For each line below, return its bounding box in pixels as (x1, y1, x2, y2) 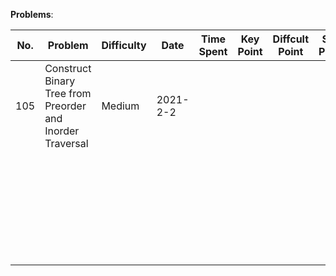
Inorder (44, 124, 80, 138)
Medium (101, 99, 140, 113)
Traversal (44, 137, 89, 150)
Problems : (10, 9, 54, 20)
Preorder (44, 99, 87, 113)
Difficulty (101, 39, 147, 52)
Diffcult (272, 32, 310, 46)
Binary (44, 74, 76, 88)
